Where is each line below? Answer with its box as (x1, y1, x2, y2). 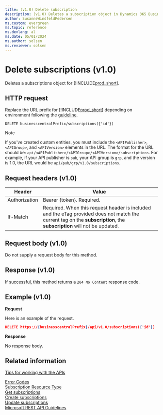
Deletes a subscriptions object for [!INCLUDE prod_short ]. (5, 80, 120, 86)
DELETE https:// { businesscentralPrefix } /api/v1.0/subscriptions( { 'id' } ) (5, 324, 155, 330)
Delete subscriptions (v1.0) (5, 64, 116, 75)
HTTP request (5, 94, 49, 102)
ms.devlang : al (5, 30, 36, 34)
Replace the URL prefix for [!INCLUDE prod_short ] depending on (5, 107, 132, 113)
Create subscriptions (5, 395, 47, 400)
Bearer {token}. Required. (43, 197, 100, 204)
